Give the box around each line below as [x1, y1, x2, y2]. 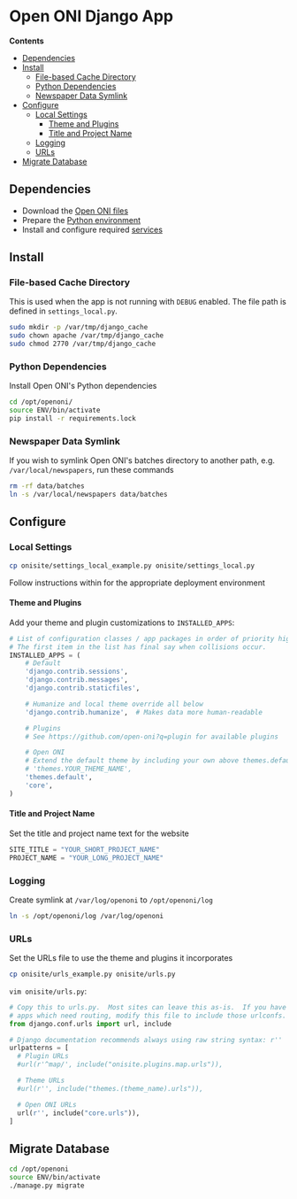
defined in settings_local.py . [9, 306, 118, 316]
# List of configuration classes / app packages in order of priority [9, 634, 275, 643]
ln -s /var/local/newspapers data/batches [9, 490, 168, 499]
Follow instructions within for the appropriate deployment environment [9, 577, 265, 588]
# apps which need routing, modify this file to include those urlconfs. [9, 1011, 287, 1020]
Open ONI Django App [9, 6, 174, 27]
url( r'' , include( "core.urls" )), [17, 1109, 141, 1118]
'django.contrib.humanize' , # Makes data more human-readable [25, 708, 263, 716]
